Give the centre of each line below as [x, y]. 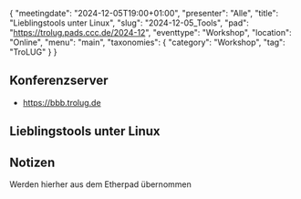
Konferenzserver [59, 81]
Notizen [32, 162]
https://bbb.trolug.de [62, 102]
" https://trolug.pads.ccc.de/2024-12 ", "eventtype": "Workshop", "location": [150, 32]
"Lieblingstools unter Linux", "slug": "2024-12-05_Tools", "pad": [129, 23]
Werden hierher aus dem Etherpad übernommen [100, 184]
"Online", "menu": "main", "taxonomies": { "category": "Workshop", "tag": [147, 42]
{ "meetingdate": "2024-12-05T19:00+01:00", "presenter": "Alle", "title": [144, 13]
